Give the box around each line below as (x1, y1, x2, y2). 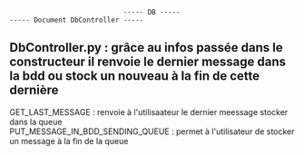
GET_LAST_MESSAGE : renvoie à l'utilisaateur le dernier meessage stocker (9, 106, 289, 117)
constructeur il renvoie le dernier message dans (9, 54, 287, 70)
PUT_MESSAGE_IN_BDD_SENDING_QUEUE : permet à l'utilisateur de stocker (9, 126, 295, 137)
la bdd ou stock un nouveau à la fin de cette (9, 68, 260, 84)
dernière (9, 82, 59, 98)
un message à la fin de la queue (9, 135, 129, 146)
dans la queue (9, 116, 63, 127)
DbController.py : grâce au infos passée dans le (9, 40, 283, 55)
